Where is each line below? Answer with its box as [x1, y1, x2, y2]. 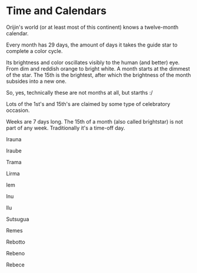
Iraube [6, 147, 22, 154]
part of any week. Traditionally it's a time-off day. [6, 124, 125, 131]
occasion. [6, 106, 30, 114]
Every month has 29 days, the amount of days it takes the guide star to [6, 41, 178, 48]
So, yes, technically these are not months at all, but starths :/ [6, 89, 153, 96]
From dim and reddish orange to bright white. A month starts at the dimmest [6, 65, 190, 72]
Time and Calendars [6, 4, 107, 18]
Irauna [6, 135, 22, 142]
